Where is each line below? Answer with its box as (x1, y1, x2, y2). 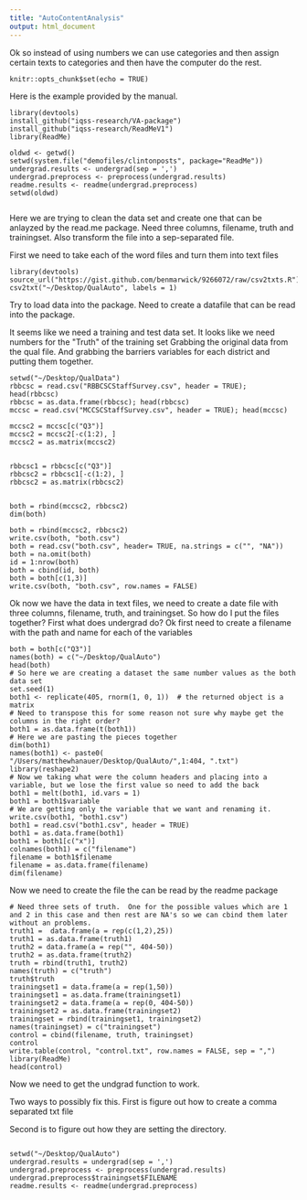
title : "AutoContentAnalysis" (9, 13, 125, 23)
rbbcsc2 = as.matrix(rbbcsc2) (9, 477, 125, 487)
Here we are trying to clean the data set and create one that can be (9, 212, 262, 223)
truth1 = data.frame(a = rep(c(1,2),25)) (9, 926, 174, 936)
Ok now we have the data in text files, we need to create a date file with (9, 597, 279, 608)
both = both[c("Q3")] (9, 644, 92, 654)
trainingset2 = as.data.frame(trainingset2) (9, 1006, 182, 1015)
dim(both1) (9, 740, 51, 750)
